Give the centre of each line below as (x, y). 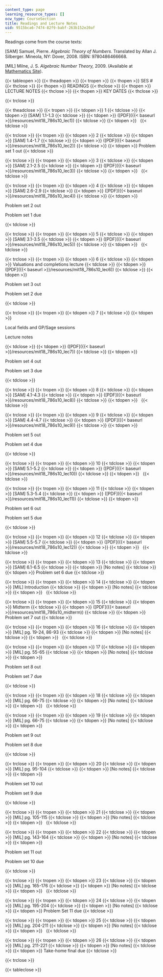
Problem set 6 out (23, 509)
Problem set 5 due (24, 518)
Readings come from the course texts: (44, 42)
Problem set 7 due (23, 676)
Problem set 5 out (23, 435)
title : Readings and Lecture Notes (41, 23)
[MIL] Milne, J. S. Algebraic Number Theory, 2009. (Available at (69, 66)
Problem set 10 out (24, 784)
